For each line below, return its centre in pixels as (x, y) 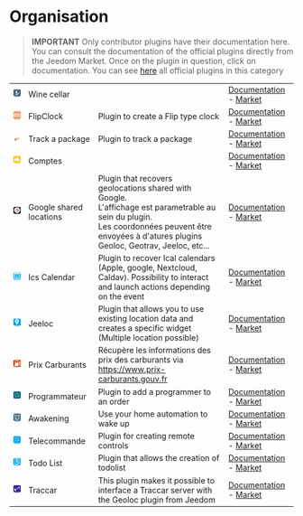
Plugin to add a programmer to (155, 391)
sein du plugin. (125, 216)
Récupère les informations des (155, 351)
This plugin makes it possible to (156, 480)
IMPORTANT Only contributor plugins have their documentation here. (161, 42)
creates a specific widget (145, 328)
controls (113, 446)
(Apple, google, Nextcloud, (147, 267)
